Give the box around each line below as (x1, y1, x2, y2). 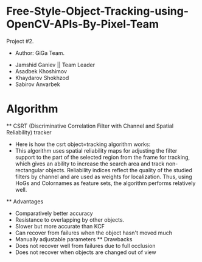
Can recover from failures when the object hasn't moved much (15, 229, 172, 236)
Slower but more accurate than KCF (15, 222, 105, 230)
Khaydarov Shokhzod (15, 74, 69, 81)
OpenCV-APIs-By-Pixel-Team (6, 17, 159, 31)
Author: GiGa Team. (15, 49, 65, 56)
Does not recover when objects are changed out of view (15, 249, 156, 256)
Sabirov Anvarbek (15, 81, 60, 88)
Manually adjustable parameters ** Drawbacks (15, 235, 133, 242)
